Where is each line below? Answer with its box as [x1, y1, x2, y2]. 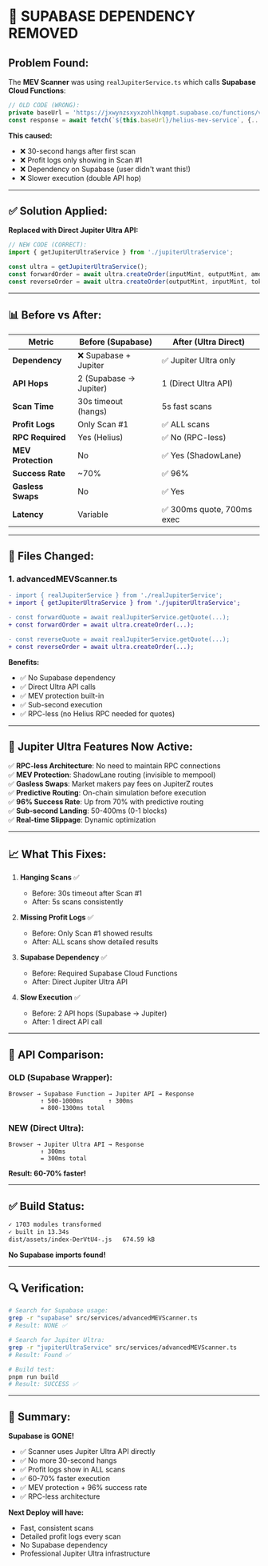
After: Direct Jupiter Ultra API [31, 977, 128, 987]
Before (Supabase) [79, 336, 153, 347]
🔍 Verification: [8, 1282, 85, 1295]
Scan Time [12, 400, 54, 411]
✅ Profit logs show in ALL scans [19, 1464, 126, 1475]
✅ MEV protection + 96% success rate [19, 1483, 148, 1492]
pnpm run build [8, 1372, 59, 1381]
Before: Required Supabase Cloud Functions [31, 968, 178, 979]
